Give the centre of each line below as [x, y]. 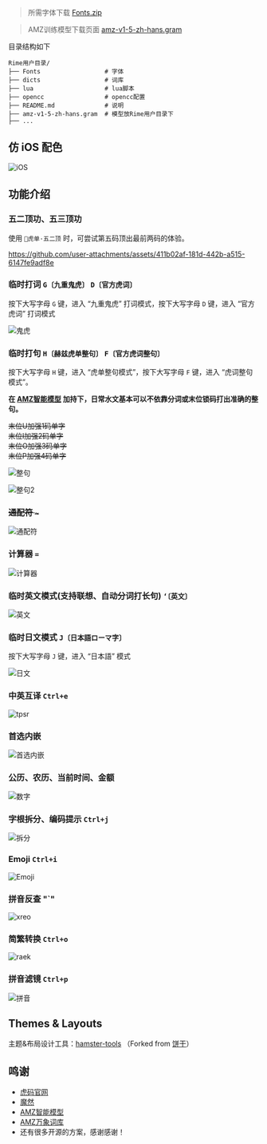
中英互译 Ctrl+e [38, 696]
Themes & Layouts [55, 1024]
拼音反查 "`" [32, 899]
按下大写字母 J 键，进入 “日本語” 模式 [70, 656]
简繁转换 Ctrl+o [38, 939]
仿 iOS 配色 [35, 147]
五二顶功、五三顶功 [45, 219]
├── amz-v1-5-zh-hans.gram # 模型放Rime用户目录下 [91, 114]
